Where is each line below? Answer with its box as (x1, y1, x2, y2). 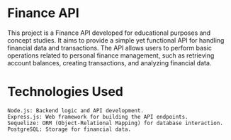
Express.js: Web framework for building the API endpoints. (7, 113, 189, 120)
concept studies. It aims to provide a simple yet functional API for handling (7, 36, 225, 44)
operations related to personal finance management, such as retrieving (7, 51, 215, 60)
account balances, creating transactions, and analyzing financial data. (7, 58, 212, 67)
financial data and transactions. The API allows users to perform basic (7, 43, 213, 52)
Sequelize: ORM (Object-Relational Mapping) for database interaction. (7, 119, 223, 126)
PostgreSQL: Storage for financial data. (7, 126, 132, 133)
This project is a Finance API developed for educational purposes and (7, 28, 211, 37)
